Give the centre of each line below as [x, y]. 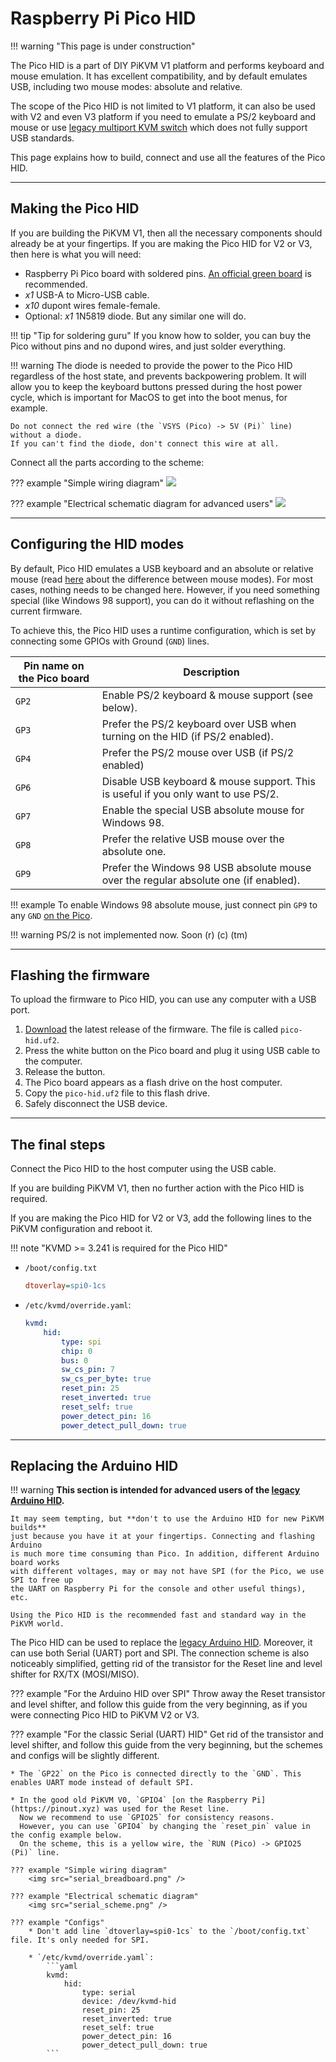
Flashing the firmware [80, 975]
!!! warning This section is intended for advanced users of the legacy [155, 1490]
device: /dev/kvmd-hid [129, 2002]
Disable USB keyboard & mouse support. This [208, 781]
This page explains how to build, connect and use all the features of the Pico [168, 157]
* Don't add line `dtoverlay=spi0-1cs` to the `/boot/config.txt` [169, 1932]
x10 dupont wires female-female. [92, 305]
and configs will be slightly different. [85, 1756]
